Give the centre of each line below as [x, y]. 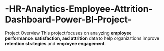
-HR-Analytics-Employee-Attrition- [79, 9]
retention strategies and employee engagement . [56, 43]
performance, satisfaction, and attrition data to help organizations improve [82, 38]
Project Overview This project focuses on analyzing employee [68, 33]
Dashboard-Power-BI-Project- [68, 19]
